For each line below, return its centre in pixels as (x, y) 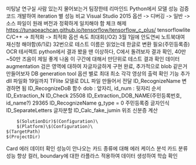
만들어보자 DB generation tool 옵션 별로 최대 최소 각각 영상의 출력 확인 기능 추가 (98, 73)
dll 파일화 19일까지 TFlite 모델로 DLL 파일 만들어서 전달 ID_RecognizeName (93, 81)
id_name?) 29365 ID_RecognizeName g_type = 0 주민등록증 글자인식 (88, 103)
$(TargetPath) (23, 132)
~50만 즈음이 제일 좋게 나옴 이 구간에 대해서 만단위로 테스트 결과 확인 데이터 (93, 59)
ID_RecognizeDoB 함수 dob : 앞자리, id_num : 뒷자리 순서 (94, 88)
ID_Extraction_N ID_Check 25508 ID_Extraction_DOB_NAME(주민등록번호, (94, 95)
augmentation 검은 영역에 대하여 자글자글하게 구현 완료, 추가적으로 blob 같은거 (97, 66)
